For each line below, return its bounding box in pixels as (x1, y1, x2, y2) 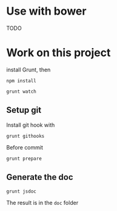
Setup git (6, 105, 41, 115)
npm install (6, 77, 36, 84)
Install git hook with (6, 121, 55, 129)
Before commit (6, 143, 44, 151)
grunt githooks (6, 133, 45, 139)
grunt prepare (6, 156, 42, 162)
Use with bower (6, 4, 87, 18)
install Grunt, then (6, 66, 51, 73)
